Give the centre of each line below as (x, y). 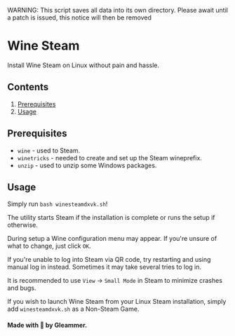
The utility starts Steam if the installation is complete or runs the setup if (111, 218)
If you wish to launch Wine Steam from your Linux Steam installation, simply (117, 302)
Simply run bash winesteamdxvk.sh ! (58, 204)
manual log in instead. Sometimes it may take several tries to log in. (105, 267)
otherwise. (23, 225)
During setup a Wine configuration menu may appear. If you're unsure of (112, 239)
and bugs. (22, 288)
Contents (28, 87)
